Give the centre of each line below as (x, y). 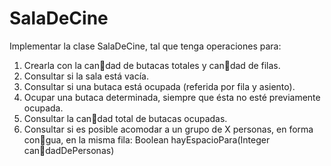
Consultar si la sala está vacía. (86, 76)
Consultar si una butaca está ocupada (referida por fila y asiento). (159, 86)
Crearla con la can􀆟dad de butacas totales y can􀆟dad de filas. (152, 65)
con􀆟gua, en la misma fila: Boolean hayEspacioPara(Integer (147, 139)
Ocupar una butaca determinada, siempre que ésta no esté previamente (172, 97)
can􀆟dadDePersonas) (69, 150)
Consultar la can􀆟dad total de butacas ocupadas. (125, 118)
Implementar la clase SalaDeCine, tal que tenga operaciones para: (145, 46)
